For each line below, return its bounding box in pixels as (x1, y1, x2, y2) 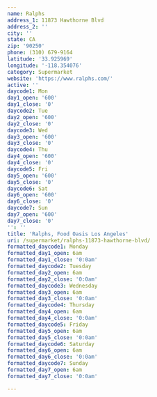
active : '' (7, 81, 39, 88)
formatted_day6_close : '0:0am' (7, 353, 98, 361)
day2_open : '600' (7, 114, 58, 120)
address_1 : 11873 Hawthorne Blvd (7, 17, 104, 24)
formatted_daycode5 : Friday (7, 321, 89, 328)
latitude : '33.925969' (7, 56, 73, 63)
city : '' (7, 29, 33, 37)
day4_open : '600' (7, 153, 58, 160)
